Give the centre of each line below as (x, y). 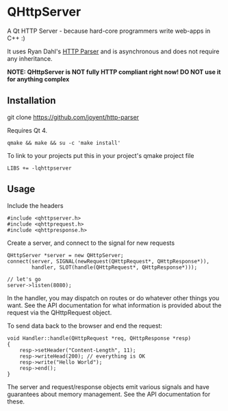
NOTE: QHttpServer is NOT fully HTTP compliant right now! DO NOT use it (114, 72)
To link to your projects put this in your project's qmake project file (101, 155)
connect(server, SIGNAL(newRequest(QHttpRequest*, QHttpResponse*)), (109, 261)
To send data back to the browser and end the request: (85, 326)
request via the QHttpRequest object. (60, 313)
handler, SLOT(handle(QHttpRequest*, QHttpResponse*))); (114, 267)
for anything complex (38, 79)
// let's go (24, 279)
